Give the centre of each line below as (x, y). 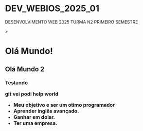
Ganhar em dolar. (34, 117)
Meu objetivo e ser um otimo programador (64, 105)
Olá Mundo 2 (25, 69)
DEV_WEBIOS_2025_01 (52, 9)
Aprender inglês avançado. (46, 111)
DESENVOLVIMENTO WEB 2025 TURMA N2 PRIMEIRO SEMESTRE (71, 22)
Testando (17, 83)
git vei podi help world (32, 94)
